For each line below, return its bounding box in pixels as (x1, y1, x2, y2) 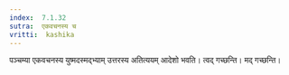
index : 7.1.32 (9, 13, 67, 23)
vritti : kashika (9, 30, 75, 39)
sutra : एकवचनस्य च (9, 22, 77, 31)
